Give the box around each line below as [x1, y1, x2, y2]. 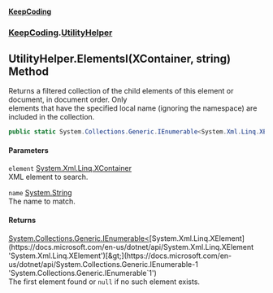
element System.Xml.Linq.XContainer [8, 164, 132, 173]
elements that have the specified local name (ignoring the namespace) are [8, 103, 258, 113]
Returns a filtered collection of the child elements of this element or [8, 86, 234, 96]
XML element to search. [8, 172, 89, 182]
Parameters [8, 145, 49, 155]
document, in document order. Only [8, 94, 128, 105]
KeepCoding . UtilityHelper [8, 27, 113, 38]
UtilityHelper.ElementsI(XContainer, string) [8, 51, 232, 65]
